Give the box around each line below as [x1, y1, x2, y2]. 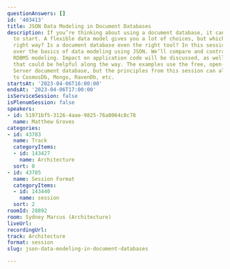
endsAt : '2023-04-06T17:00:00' [7, 86, 97, 93]
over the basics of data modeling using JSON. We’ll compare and [13, 49, 204, 55]
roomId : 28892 [7, 207, 48, 214]
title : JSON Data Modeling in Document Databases [7, 23, 152, 29]
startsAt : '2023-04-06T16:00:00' [7, 80, 103, 87]
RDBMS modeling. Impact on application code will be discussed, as [13, 55, 210, 62]
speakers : [7, 105, 36, 112]
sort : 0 [13, 162, 36, 170]
